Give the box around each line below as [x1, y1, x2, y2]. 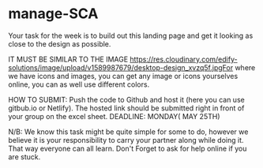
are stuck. [8, 151, 41, 162]
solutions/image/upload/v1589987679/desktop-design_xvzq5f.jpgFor [8, 62, 234, 72]
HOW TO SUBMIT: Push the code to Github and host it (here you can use [8, 95, 245, 104]
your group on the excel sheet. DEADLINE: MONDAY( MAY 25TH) [8, 111, 220, 121]
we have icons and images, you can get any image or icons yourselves [8, 71, 239, 80]
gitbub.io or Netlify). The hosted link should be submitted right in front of [8, 103, 245, 113]
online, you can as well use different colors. [8, 80, 150, 89]
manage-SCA [8, 5, 99, 23]
